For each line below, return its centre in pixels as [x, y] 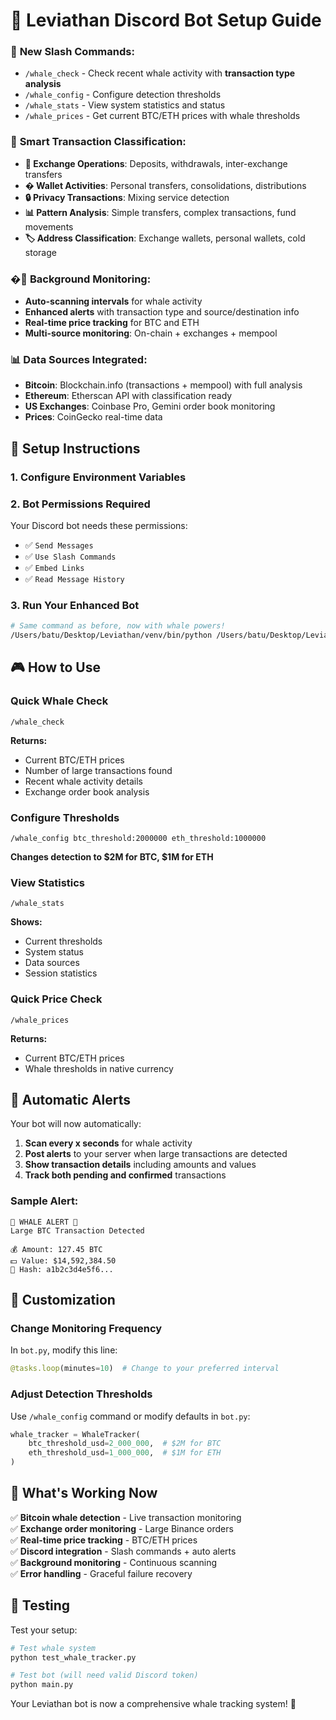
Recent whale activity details [83, 781]
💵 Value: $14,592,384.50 [63, 1260]
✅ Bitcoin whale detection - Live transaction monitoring [126, 1517]
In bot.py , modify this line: [64, 1350]
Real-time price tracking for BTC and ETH [112, 323]
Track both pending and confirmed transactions [125, 1175]
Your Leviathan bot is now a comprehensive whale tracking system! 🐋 [153, 1704]
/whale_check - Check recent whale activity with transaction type [160, 73]
